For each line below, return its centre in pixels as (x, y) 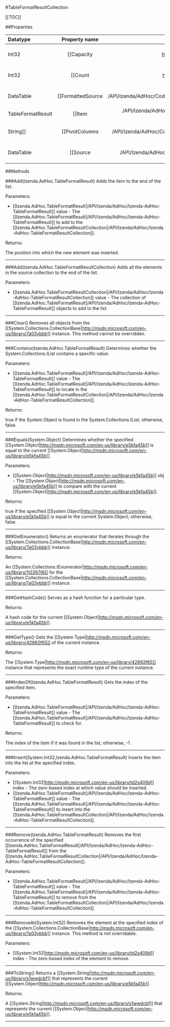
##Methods (17, 171)
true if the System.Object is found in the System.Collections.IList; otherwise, (84, 420)
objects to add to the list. (82, 308)
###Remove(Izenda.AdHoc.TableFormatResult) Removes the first (73, 835)
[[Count (80, 75)
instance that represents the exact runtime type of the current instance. (80, 667)
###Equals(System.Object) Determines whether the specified (69, 440)
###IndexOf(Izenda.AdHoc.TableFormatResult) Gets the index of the (77, 682)
